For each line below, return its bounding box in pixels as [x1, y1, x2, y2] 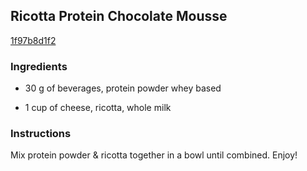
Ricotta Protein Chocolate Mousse [10, 8, 228, 25]
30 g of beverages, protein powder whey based [24, 82, 222, 94]
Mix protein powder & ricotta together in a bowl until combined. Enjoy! [10, 149, 298, 161]
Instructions [10, 127, 72, 141]
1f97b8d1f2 [10, 34, 57, 46]
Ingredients [10, 59, 68, 73]
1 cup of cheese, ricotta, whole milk [24, 102, 172, 114]
